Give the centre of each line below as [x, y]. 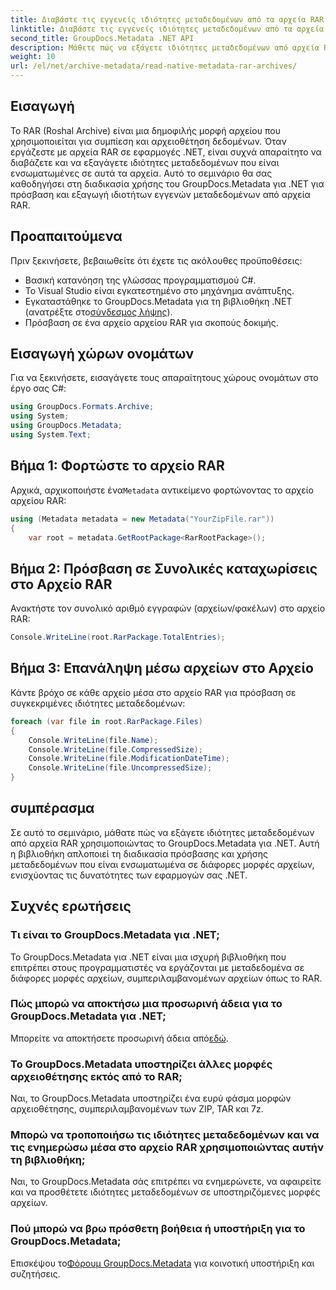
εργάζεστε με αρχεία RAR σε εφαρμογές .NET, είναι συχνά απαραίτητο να [166, 152]
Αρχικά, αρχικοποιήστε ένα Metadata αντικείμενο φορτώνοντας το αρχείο [162, 490]
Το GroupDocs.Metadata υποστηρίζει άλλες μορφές [141, 1064]
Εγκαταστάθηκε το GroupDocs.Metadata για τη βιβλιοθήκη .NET [158, 301]
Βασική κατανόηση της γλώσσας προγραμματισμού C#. [140, 280]
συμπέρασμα [52, 808]
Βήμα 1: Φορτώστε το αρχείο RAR [117, 466]
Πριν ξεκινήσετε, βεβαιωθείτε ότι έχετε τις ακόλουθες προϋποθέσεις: [156, 260]
